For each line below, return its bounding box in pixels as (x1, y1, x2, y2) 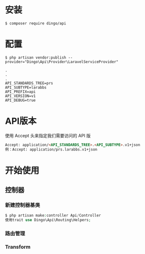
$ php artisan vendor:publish (5, 55, 67, 60)
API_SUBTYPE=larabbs (5, 85, 47, 90)
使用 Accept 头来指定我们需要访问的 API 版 (5, 132, 91, 138)
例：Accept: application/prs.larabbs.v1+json (5, 147, 97, 152)
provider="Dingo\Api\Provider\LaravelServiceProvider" (5, 59, 119, 64)
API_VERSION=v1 (5, 93, 36, 98)
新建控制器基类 (5, 202, 40, 209)
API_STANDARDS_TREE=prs (5, 81, 54, 85)
